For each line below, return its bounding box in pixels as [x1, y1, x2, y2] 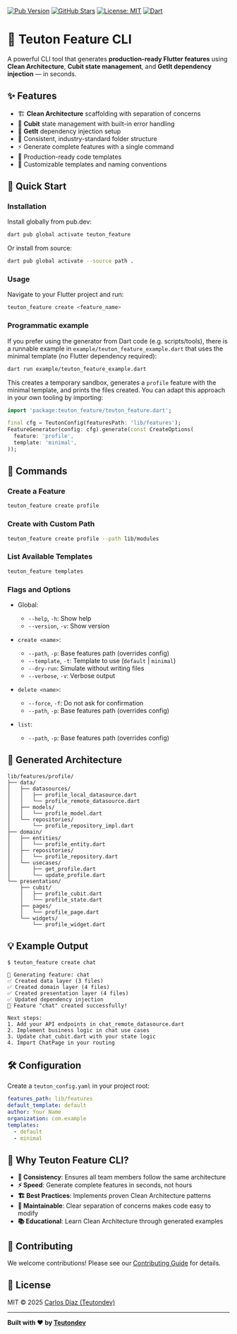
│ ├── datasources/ [7, 785, 71, 792]
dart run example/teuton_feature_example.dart [7, 365, 147, 372]
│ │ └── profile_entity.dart [7, 840, 106, 848]
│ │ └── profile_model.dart [7, 810, 102, 817]
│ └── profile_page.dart [20, 909, 99, 916]
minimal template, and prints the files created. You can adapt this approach [7, 385, 226, 394]
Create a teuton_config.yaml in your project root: [7, 1081, 150, 1090]
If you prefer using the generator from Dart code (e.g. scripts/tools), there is [7, 336, 228, 345]
